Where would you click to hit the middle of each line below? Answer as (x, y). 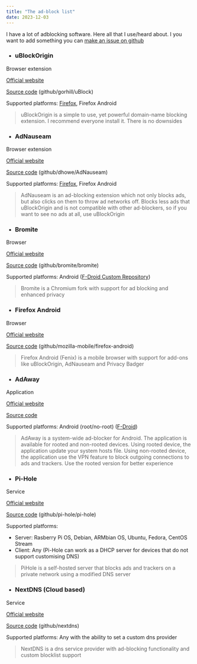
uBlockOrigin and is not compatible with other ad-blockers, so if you (104, 208)
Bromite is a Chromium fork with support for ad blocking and (94, 288)
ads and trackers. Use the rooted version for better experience (97, 463)
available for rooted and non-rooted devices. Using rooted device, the (106, 444)
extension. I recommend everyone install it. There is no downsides (101, 121)
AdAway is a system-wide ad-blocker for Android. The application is (104, 438)
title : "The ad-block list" (41, 12)
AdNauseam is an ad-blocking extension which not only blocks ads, (103, 195)
